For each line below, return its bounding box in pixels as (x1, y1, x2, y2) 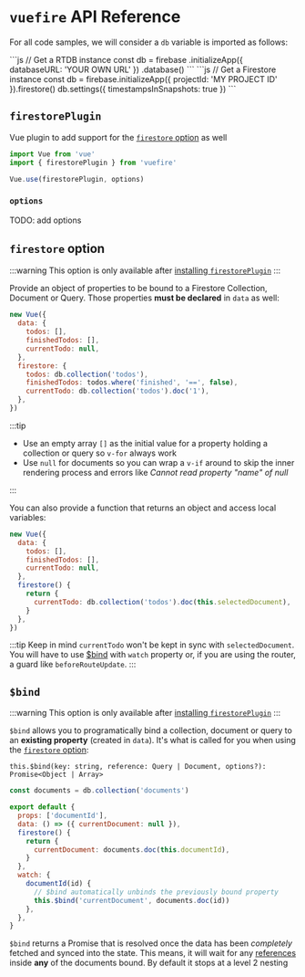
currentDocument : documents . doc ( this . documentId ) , (33, 845, 230, 855)
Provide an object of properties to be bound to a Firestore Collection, (9, 283, 268, 294)
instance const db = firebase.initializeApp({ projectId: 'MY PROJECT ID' (9, 73, 278, 84)
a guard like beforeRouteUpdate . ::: (9, 659, 137, 670)
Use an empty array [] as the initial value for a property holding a (22, 437, 269, 448)
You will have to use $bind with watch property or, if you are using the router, (9, 649, 296, 660)
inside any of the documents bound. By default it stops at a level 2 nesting (9, 957, 289, 969)
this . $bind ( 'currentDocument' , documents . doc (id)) (33, 896, 230, 905)
